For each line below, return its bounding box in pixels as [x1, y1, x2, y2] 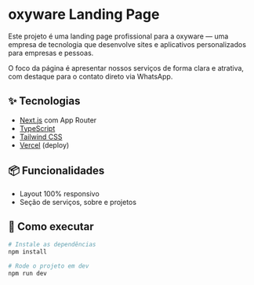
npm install [8, 248, 47, 256]
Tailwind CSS [19, 132, 63, 141]
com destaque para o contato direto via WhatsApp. [8, 71, 173, 81]
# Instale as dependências [8, 241, 96, 249]
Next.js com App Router [19, 115, 97, 125]
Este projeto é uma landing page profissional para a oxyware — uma [8, 31, 229, 41]
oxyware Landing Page [8, 5, 160, 24]
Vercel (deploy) [19, 140, 70, 150]
